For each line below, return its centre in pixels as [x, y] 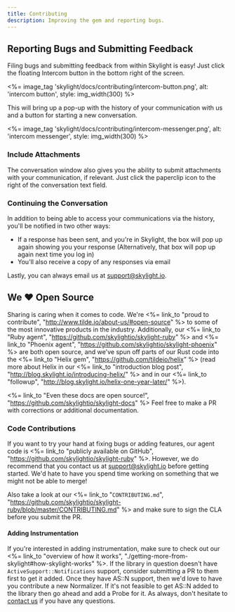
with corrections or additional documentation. [73, 410]
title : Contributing [38, 14]
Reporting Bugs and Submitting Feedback [100, 49]
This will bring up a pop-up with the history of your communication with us [115, 108]
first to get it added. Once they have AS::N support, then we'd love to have [115, 579]
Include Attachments [44, 155]
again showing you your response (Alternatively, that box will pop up [116, 247]
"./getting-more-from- [156, 556]
